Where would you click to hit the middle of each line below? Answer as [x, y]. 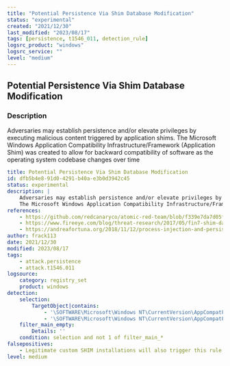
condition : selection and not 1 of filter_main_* [92, 338]
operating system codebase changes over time [74, 160]
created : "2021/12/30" [39, 26]
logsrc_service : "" [35, 52]
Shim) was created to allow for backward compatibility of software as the [110, 153]
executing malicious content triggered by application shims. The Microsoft [112, 138]
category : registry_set [53, 280]
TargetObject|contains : [65, 306]
